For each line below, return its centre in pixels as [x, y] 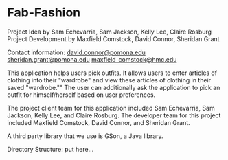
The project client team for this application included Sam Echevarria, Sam [111, 108]
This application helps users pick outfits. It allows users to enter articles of [112, 73]
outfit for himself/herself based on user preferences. [81, 95]
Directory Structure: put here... [50, 149]
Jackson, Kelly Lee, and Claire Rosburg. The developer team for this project [114, 115]
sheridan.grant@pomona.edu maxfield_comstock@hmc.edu [92, 59]
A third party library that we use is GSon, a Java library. [85, 136]
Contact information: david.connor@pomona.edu [76, 52]
